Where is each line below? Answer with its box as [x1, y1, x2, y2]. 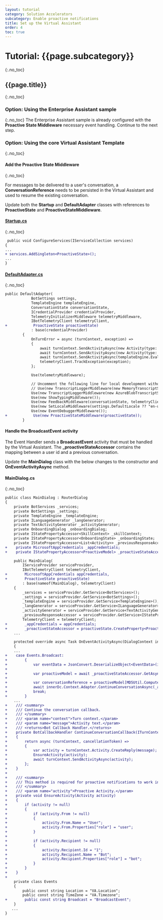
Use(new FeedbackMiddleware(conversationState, [31, 399, 130, 404]
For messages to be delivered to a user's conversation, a [5, 182, 119, 188]
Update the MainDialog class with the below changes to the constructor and [5, 459, 158, 465]
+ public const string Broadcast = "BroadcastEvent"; [5, 897, 131, 902]
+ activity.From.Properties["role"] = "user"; [5, 825, 133, 830]
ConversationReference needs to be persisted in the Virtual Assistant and [5, 187, 154, 193]
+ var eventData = [5, 662, 66, 667]
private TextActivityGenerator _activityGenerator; [14, 523, 120, 527]
